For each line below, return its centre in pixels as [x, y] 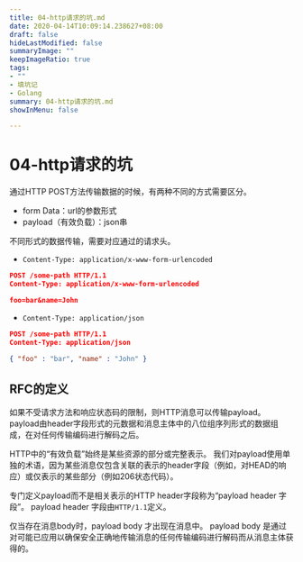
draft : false [34, 34]
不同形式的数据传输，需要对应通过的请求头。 [92, 241]
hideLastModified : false [56, 43]
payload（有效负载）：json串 [75, 222]
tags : [19, 68]
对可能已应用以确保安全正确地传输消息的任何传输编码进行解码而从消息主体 [147, 538]
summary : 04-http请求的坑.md [61, 101]
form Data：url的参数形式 [69, 211]
